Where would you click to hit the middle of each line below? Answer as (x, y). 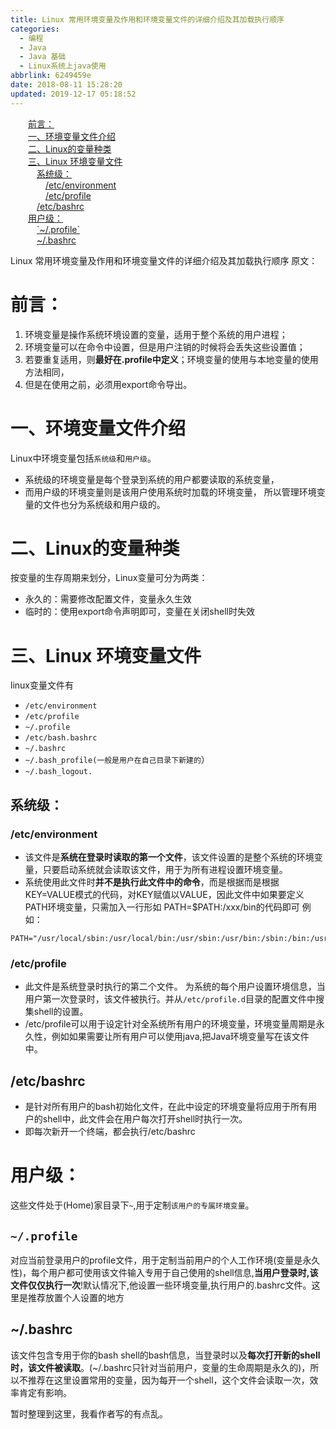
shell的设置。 (61, 1012)
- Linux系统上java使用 (63, 66)
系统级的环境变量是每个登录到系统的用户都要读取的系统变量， (152, 479)
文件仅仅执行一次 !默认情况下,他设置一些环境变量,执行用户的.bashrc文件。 (161, 1285)
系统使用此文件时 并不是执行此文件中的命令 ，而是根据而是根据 (152, 882)
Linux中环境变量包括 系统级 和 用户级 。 (83, 458)
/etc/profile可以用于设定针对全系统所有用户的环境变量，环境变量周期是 (170, 1024)
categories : (35, 29)
